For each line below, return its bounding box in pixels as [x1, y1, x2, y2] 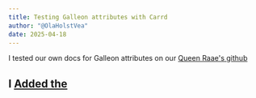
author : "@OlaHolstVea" [8, 21, 89, 30]
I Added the [8, 77, 68, 91]
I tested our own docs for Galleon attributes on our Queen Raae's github [8, 53, 248, 63]
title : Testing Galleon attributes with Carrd [8, 13, 168, 21]
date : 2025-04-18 [8, 30, 67, 38]
